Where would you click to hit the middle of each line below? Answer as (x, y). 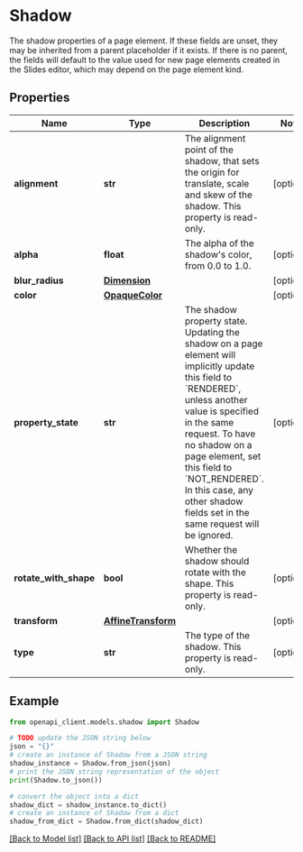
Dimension (127, 280)
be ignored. (209, 535)
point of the (209, 150)
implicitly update (220, 366)
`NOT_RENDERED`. (224, 479)
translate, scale (217, 183)
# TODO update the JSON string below (80, 738)
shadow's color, (218, 254)
